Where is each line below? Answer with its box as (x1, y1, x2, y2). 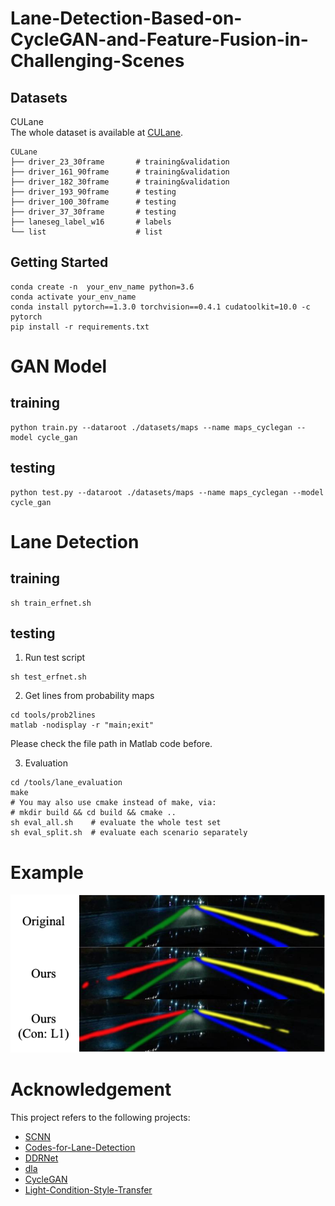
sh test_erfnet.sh (10, 672, 87, 682)
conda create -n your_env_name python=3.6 (10, 282, 195, 292)
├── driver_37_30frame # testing (10, 207, 177, 217)
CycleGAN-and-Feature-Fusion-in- (10, 28, 309, 51)
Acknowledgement (10, 1078, 172, 1101)
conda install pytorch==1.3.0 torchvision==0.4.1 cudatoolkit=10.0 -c (10, 302, 311, 312)
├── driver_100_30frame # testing (10, 197, 177, 207)
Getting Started (10, 254, 109, 271)
